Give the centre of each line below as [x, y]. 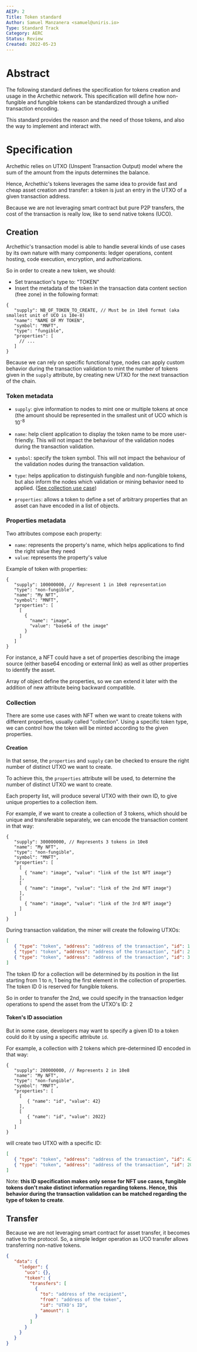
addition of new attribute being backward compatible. [71, 687]
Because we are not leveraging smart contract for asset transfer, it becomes [98, 1233]
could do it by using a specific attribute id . [57, 1037]
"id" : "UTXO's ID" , [64, 1306]
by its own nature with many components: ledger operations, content [89, 253]
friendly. [25, 440]
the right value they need [45, 551]
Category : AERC [25, 34]
